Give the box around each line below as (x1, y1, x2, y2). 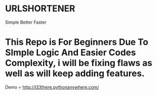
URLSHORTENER (5, 3, 76, 14)
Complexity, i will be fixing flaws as (5, 58, 153, 69)
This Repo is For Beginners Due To (5, 36, 149, 48)
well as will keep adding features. (5, 68, 145, 79)
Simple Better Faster (5, 19, 47, 25)
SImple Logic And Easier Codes (5, 47, 136, 58)
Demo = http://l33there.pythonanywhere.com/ (5, 84, 99, 90)
